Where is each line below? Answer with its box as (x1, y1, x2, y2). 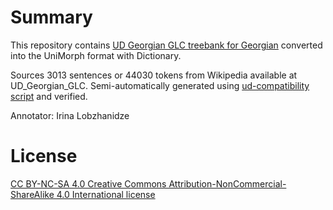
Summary (10, 6, 93, 29)
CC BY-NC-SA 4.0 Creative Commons (10, 177, 167, 190)
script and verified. (10, 90, 88, 102)
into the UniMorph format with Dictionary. (10, 49, 182, 61)
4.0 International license (56, 188, 156, 200)
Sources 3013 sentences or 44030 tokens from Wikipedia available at (10, 69, 298, 81)
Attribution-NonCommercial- (168, 177, 287, 190)
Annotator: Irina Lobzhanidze (10, 109, 130, 121)
